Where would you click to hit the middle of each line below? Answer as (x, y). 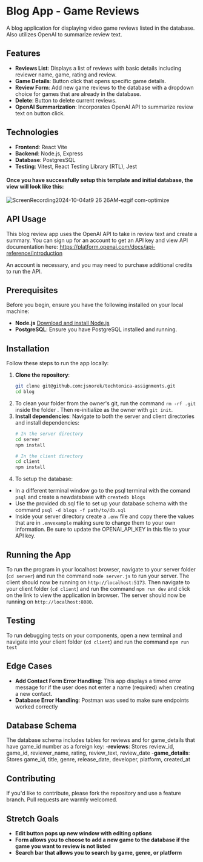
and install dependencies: (47, 422)
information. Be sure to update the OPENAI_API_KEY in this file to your (102, 530)
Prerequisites (32, 290)
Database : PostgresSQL (45, 160)
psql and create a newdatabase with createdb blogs (80, 497)
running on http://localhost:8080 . (50, 602)
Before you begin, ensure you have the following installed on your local (95, 305)
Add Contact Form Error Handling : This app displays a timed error (98, 681)
